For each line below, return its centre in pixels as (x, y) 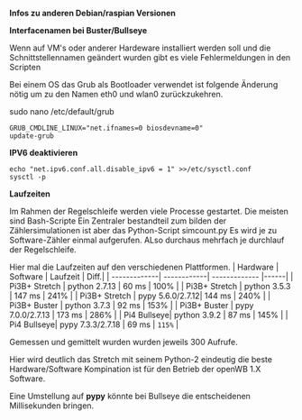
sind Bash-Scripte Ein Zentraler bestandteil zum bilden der (118, 221)
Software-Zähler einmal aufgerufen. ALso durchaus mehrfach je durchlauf (147, 240)
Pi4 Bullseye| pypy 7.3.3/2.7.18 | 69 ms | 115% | (94, 324)
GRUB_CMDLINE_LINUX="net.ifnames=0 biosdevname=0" (106, 128)
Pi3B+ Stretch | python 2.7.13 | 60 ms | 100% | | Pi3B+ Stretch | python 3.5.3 (150, 286)
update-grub (32, 136)
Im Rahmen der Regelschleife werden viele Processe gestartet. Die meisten (149, 211)
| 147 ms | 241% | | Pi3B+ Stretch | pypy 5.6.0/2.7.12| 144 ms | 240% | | (140, 296)
